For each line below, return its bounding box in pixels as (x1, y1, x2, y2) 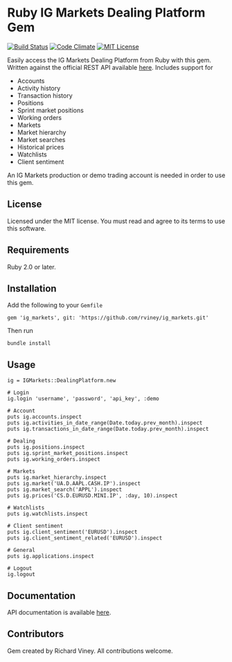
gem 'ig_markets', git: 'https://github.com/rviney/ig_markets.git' (7, 314, 209, 321)
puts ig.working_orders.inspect (7, 456, 100, 463)
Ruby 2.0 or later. (7, 262, 57, 271)
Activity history (17, 84, 61, 92)
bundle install (7, 340, 51, 347)
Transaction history (17, 91, 73, 100)
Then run (7, 327, 33, 335)
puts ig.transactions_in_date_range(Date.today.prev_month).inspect (7, 426, 209, 433)
